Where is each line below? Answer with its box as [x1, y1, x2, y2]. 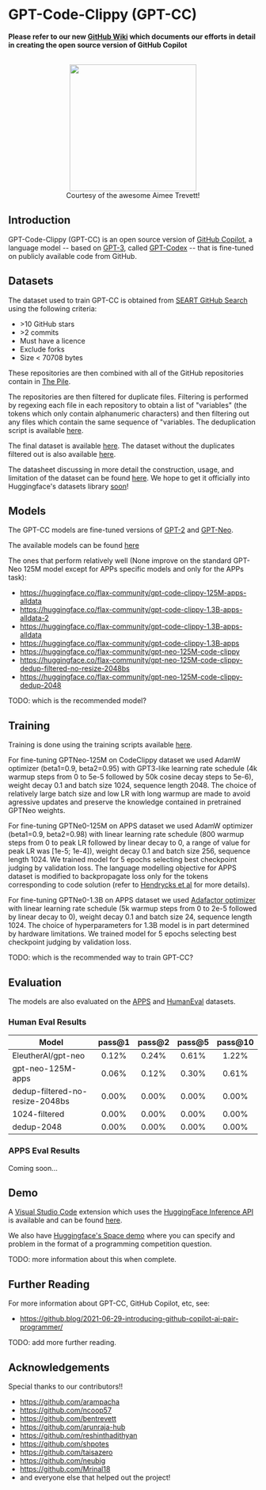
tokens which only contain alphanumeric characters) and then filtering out [8, 409, 249, 418]
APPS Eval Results [8, 1146, 81, 1157]
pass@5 [177, 1037, 210, 1048]
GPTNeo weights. [8, 806, 66, 815]
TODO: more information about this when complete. [8, 1255, 177, 1264]
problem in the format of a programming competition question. [8, 1239, 212, 1249]
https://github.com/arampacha [19, 1397, 120, 1407]
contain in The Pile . [8, 376, 71, 386]
